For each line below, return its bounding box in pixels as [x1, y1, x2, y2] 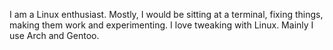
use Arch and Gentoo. [9, 30, 100, 41]
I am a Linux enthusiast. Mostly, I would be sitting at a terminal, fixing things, [9, 9, 324, 20]
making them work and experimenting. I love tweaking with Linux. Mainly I [9, 19, 314, 31]
